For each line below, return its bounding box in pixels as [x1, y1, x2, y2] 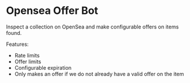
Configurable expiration [14, 64, 72, 71]
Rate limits [14, 52, 40, 59]
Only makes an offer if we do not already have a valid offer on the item [14, 70, 184, 77]
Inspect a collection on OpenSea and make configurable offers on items [6, 23, 179, 30]
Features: [6, 41, 29, 48]
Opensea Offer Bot [6, 4, 98, 17]
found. [6, 29, 22, 36]
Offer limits [14, 58, 42, 65]
